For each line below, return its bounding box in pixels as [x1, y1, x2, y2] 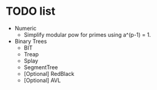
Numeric [14, 24, 37, 32]
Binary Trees [14, 37, 47, 45]
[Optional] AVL [23, 77, 61, 84]
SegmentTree [23, 63, 58, 71]
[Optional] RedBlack [23, 70, 75, 77]
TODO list [6, 4, 56, 18]
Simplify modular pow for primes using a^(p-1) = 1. [23, 31, 151, 38]
